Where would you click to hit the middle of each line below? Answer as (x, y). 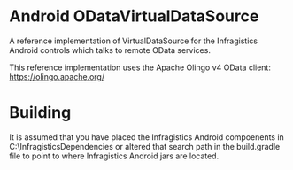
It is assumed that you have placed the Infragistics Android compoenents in (147, 137)
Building (40, 113)
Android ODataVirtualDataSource (134, 16)
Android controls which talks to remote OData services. (110, 50)
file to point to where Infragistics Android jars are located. (114, 156)
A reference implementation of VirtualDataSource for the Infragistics (134, 41)
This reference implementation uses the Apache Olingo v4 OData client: (140, 67)
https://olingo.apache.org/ (57, 76)
